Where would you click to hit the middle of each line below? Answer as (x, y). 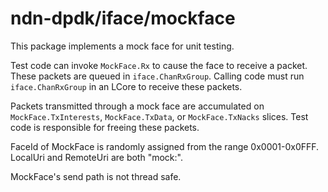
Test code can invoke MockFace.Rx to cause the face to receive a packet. (159, 65)
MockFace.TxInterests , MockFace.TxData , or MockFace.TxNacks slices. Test (159, 116)
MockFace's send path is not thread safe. (96, 176)
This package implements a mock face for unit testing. (122, 46)
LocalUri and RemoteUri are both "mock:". (96, 157)
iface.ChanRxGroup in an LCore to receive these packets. (126, 86)
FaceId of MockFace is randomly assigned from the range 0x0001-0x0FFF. (165, 146)
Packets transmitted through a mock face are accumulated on (137, 106)
